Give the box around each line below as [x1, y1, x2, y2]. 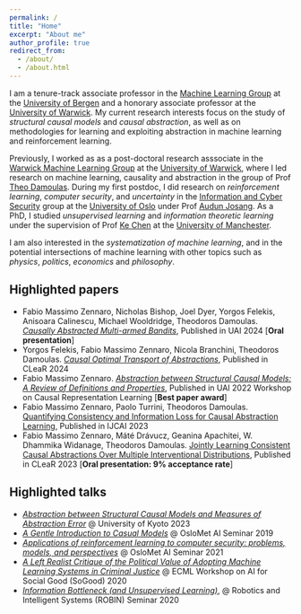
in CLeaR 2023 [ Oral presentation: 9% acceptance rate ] [21, 459, 234, 469]
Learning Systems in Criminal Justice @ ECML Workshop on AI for [21, 566, 269, 576]
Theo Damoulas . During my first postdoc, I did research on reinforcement [9, 181, 279, 192]
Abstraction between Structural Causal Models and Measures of [21, 508, 262, 519]
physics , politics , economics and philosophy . [9, 256, 176, 267]
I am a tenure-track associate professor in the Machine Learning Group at [9, 87, 281, 99]
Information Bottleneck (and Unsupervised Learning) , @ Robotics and [21, 584, 280, 595]
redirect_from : [9, 47, 66, 56]
